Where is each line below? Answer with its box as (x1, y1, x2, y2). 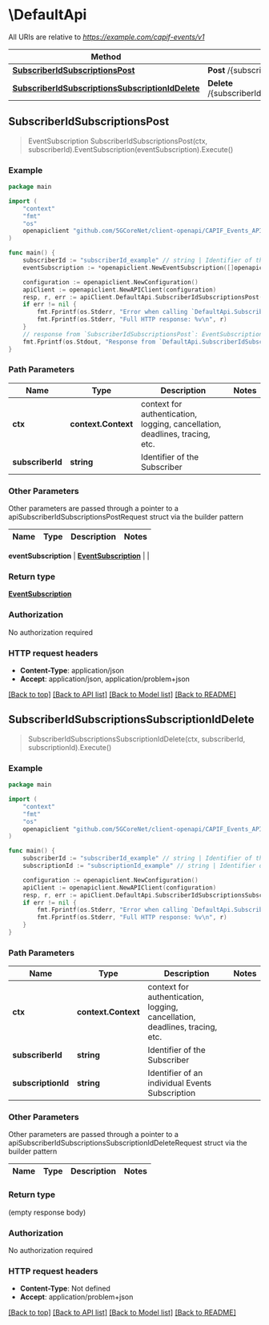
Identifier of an (147, 1067, 203, 1078)
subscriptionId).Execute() (27, 742, 112, 752)
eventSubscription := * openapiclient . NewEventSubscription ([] (22, 263, 235, 271)
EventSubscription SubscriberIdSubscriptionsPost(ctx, (27, 136, 208, 146)
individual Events (147, 1078, 212, 1089)
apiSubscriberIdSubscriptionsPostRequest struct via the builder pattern (8, 512, 244, 522)
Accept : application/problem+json (19, 1292, 134, 1302)
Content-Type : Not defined (19, 1283, 110, 1294)
